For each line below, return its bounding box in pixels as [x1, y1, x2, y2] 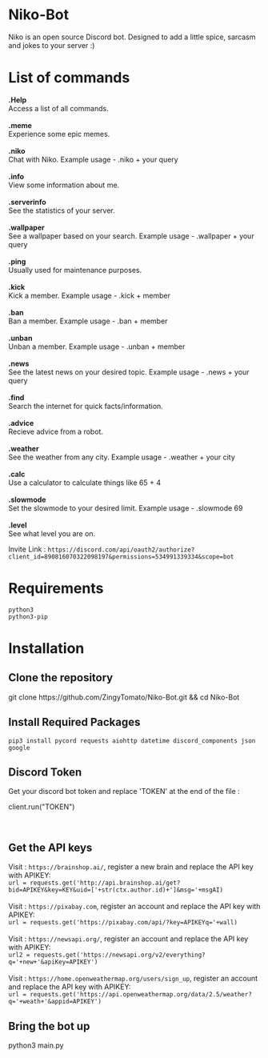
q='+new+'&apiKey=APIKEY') [8, 958, 98, 966]
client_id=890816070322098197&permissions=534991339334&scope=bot [8, 552, 234, 561]
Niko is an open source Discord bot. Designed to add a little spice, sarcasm [8, 32, 256, 42]
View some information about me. [8, 180, 120, 190]
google [8, 743, 30, 751]
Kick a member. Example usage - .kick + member [8, 291, 170, 300]
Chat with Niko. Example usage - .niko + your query [8, 154, 178, 164]
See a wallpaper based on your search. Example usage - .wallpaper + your [8, 230, 254, 241]
